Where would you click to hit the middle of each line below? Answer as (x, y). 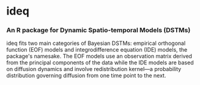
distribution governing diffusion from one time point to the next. (86, 76)
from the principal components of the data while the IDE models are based (100, 63)
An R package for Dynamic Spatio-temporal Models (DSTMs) (98, 30)
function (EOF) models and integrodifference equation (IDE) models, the (97, 50)
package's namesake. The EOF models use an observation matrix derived (99, 56)
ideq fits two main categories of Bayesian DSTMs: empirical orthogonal (96, 43)
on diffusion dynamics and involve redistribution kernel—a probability (94, 69)
